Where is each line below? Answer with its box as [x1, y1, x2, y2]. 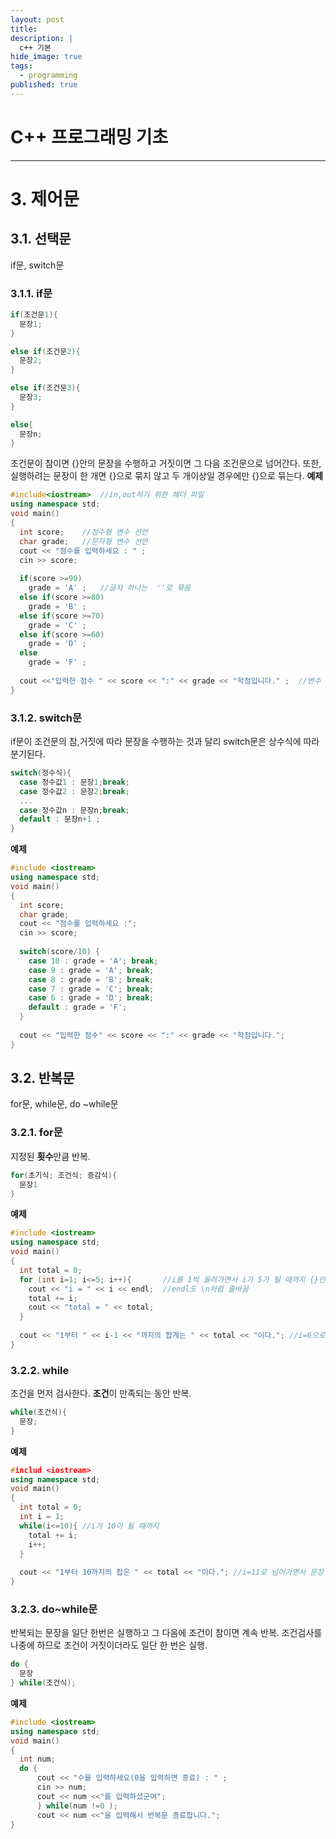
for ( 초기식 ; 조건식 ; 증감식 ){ [10, 1170, 118, 1180]
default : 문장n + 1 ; [19, 814, 101, 825]
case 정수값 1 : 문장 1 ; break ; [19, 777, 130, 787]
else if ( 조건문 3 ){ [10, 383, 81, 393]
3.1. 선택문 [10, 231, 72, 248]
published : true [10, 80, 78, 90]
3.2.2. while [10, 1363, 70, 1377]
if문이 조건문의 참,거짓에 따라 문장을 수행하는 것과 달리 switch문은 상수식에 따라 [10, 736, 320, 748]
